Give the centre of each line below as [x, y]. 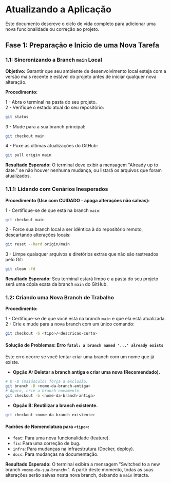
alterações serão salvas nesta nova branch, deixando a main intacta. [78, 475]
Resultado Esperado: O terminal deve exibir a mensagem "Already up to [82, 165]
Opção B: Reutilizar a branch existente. [55, 405]
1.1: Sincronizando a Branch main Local [54, 60]
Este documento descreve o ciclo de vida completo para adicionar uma [81, 24]
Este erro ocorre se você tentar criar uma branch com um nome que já [80, 356]
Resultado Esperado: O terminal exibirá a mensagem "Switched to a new [83, 464]
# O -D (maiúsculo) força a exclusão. [47, 381]
